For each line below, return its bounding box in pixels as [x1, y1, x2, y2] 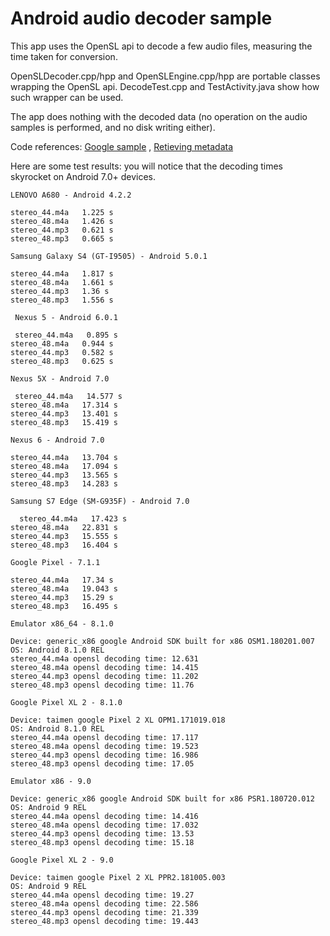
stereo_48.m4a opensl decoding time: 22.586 [10, 898, 199, 909]
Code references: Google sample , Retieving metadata [10, 140, 234, 152]
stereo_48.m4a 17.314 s [10, 400, 118, 410]
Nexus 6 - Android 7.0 [10, 435, 105, 445]
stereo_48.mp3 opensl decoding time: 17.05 [10, 758, 195, 769]
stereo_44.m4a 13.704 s [10, 452, 118, 462]
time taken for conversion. [10, 50, 118, 62]
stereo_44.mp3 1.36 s [10, 286, 110, 296]
